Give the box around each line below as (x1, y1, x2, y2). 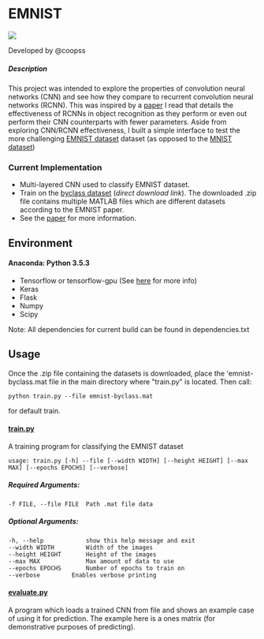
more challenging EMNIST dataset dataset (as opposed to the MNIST (8, 133, 232, 143)
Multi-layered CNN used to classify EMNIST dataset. (19, 180, 191, 189)
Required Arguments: (8, 480, 80, 490)
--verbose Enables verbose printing (8, 571, 157, 579)
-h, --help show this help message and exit (8, 536, 195, 544)
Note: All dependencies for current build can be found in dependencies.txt (8, 324, 250, 334)
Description (8, 64, 48, 73)
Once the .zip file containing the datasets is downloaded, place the (8, 368, 225, 378)
